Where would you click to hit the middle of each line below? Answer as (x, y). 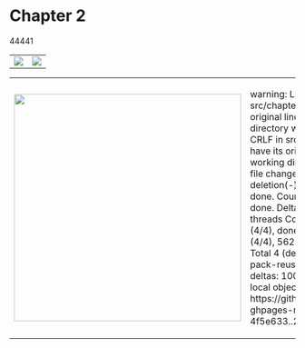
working (267, 162)
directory (269, 128)
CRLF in (267, 139)
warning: (269, 94)
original (266, 116)
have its (266, 151)
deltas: (265, 275)
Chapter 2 (48, 16)
